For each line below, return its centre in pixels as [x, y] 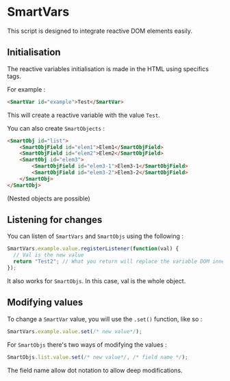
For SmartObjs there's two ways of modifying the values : [87, 344]
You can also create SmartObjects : [56, 128]
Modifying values [45, 303]
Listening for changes [55, 220]
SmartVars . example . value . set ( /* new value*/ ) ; [75, 331]
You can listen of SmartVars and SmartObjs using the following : [95, 236]
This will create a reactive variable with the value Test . [84, 115]
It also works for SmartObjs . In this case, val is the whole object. [97, 280]
